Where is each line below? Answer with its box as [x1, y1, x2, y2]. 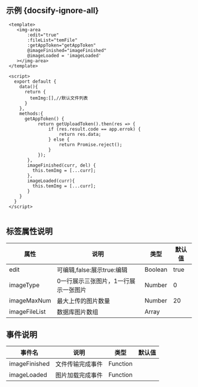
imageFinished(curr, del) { [27, 162, 96, 168]
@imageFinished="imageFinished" [27, 47, 107, 53]
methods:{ [19, 110, 44, 116]
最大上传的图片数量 [57, 297, 110, 305]
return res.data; [58, 131, 101, 137]
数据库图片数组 [57, 308, 98, 316]
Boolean [144, 265, 168, 274]
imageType [9, 281, 40, 289]
